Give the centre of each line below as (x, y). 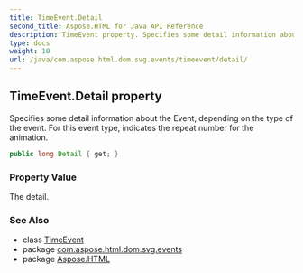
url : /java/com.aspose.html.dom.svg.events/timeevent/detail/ (129, 60)
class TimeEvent (53, 240)
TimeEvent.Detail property (86, 96)
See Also (29, 220)
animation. (29, 137)
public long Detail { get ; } (64, 154)
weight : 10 (30, 52)
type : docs (30, 43)
